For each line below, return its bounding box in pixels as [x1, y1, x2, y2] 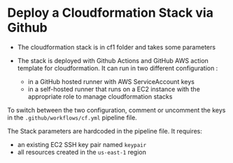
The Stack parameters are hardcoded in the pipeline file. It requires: [7, 127, 203, 135]
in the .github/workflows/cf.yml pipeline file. [7, 113, 138, 122]
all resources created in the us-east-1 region [17, 148, 147, 156]
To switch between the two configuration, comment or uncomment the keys [7, 106, 226, 114]
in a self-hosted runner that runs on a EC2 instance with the [27, 85, 201, 93]
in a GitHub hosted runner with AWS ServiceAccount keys [27, 77, 195, 85]
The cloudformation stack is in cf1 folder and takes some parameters [17, 43, 216, 51]
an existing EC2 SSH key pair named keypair [17, 140, 147, 148]
